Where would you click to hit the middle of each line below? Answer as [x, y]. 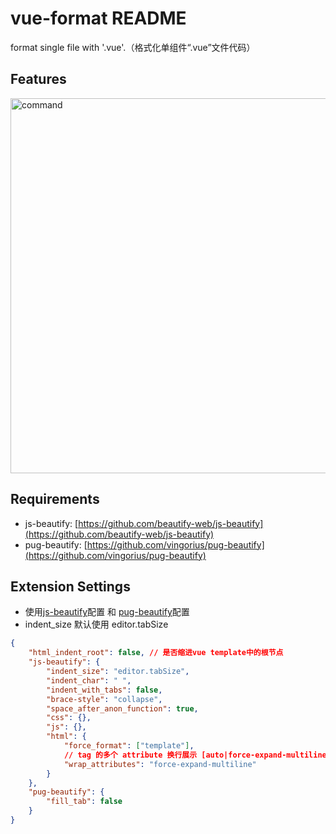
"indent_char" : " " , [89, 680]
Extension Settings [70, 586]
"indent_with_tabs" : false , [104, 690]
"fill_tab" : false [84, 802]
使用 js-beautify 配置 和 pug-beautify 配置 [107, 612]
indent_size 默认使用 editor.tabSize [96, 624]
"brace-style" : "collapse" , [104, 699]
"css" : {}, [69, 718]
